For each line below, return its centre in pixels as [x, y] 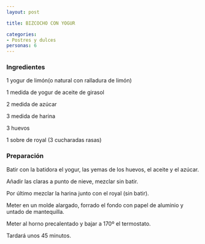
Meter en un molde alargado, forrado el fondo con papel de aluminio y [95, 205]
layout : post [23, 12]
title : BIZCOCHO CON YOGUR [41, 23]
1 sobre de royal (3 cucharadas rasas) [54, 140]
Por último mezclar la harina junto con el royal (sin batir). [78, 193]
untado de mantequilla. [35, 211]
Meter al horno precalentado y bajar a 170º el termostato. [79, 223]
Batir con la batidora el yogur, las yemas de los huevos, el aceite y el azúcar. [103, 169]
